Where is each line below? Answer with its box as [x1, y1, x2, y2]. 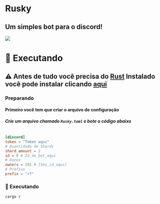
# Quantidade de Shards [5, 144, 54, 149]
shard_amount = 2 [5, 148, 41, 153]
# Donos [5, 158, 21, 163]
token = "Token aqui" [5, 139, 50, 144]
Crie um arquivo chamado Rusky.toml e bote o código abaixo [5, 118, 131, 124]
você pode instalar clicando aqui [5, 80, 107, 88]
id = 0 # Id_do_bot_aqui [5, 153, 56, 158]
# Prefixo [5, 167, 26, 172]
